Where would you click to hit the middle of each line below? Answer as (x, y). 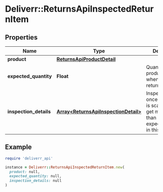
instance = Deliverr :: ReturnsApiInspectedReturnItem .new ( (65, 167)
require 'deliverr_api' (29, 158)
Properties (21, 37)
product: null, (25, 172)
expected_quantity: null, (36, 176)
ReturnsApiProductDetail (86, 59)
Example (18, 147)
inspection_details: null (36, 181)
